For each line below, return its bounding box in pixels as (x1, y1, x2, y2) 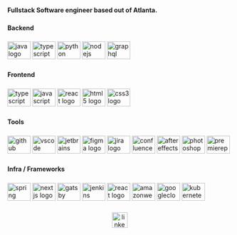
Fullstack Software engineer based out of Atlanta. (7, 6, 158, 14)
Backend (7, 23, 34, 32)
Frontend (7, 70, 36, 79)
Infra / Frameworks (7, 164, 65, 174)
